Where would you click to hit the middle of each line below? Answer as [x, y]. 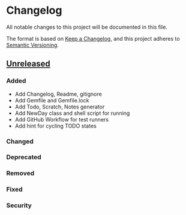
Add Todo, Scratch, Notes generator [60, 107]
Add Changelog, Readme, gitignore [58, 94]
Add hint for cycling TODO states [56, 126]
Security [19, 205]
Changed [20, 141]
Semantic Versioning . [32, 45]
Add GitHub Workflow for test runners [62, 119]
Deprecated [24, 158]
